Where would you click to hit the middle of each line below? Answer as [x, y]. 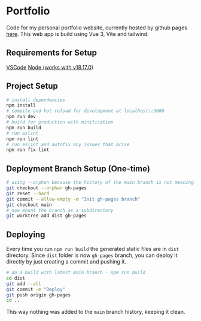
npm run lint [22, 139]
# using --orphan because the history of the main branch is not [89, 183]
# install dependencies [36, 100]
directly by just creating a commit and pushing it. [66, 262]
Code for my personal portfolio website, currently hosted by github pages [97, 28]
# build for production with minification [60, 122]
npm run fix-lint [28, 150]
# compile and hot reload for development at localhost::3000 [85, 111]
